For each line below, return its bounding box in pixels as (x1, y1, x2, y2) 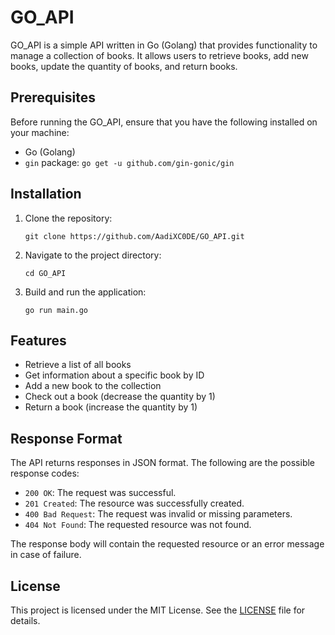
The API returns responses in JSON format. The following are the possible (10, 457, 316, 469)
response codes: (10, 467, 80, 480)
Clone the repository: (24, 212, 113, 224)
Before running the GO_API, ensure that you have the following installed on (10, 116, 318, 128)
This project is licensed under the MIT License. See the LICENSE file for (10, 604, 306, 616)
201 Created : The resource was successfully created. (24, 497, 245, 510)
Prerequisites (10, 89, 96, 106)
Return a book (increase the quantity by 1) (24, 401, 198, 413)
